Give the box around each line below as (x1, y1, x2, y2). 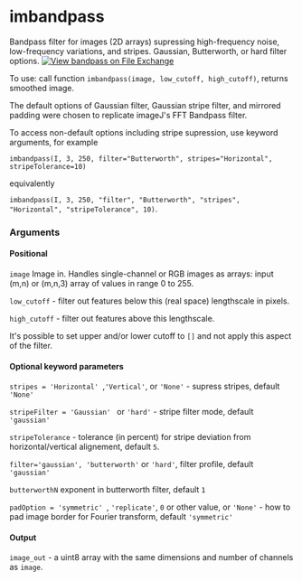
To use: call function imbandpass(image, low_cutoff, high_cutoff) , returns (9, 72, 288, 83)
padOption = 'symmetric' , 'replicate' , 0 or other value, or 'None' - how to (9, 501, 291, 512)
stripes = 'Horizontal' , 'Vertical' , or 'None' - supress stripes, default (9, 381, 280, 392)
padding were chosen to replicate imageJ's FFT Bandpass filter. (9, 109, 248, 120)
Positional (9, 248, 48, 259)
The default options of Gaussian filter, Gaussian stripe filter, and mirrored (9, 99, 282, 110)
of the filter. (9, 341, 52, 351)
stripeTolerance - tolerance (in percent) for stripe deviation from (9, 432, 251, 443)
